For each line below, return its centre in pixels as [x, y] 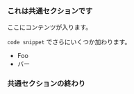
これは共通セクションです [50, 10]
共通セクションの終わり [46, 84]
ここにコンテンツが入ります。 [50, 27]
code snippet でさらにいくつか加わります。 [69, 42]
